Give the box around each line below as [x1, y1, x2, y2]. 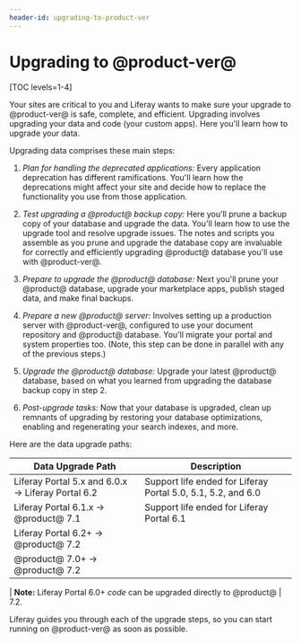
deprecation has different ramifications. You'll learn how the [21, 172, 244, 182]
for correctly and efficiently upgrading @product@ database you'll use [21, 246, 284, 257]
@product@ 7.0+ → [13, 552, 98, 565]
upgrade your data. [9, 128, 81, 138]
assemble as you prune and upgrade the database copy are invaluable [21, 237, 282, 248]
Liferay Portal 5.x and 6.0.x [13, 475, 128, 488]
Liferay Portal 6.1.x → [13, 500, 105, 513]
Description [190, 460, 242, 472]
